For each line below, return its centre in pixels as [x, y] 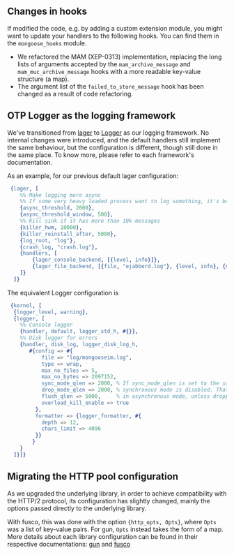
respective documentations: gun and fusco [69, 544]
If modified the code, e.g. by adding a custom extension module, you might [115, 28]
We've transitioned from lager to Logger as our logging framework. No [108, 133]
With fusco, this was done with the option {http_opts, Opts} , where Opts [112, 521]
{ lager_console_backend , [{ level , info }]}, [96, 260]
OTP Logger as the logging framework [92, 116]
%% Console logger [46, 325]
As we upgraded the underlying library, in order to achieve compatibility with [117, 493]
